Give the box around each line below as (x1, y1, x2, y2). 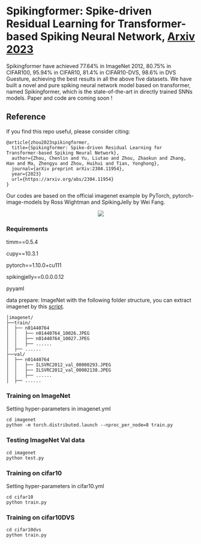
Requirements (6, 224, 49, 233)
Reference (6, 112, 46, 122)
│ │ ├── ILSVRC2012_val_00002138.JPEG (6, 367, 112, 373)
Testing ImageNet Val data (6, 436, 85, 444)
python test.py (6, 455, 44, 461)
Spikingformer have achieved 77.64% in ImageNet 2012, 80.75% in (6, 62, 172, 70)
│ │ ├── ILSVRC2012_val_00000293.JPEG (6, 362, 112, 368)
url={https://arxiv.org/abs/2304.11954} (11, 176, 114, 182)
